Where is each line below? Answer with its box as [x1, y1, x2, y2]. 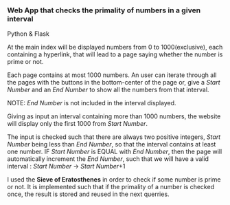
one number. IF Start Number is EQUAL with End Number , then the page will [7, 147, 222, 156]
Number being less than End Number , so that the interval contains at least [7, 140, 216, 149]
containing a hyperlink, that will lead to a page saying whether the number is [7, 50, 223, 58]
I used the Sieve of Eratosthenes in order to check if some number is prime [7, 175, 221, 184]
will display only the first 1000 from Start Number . [7, 120, 148, 128]
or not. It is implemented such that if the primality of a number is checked [7, 183, 215, 191]
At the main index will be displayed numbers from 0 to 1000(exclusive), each [7, 43, 223, 52]
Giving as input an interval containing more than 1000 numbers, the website [7, 112, 221, 120]
